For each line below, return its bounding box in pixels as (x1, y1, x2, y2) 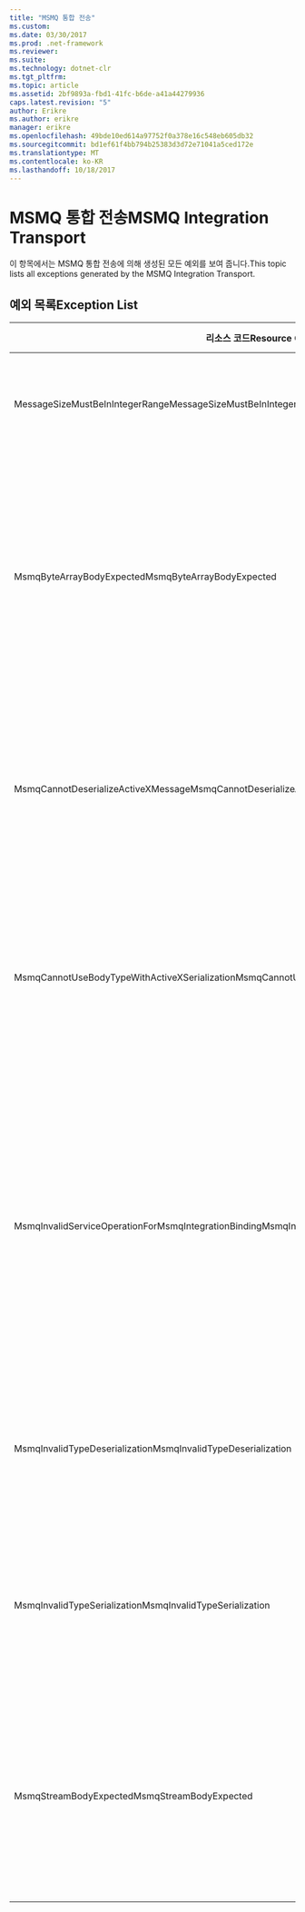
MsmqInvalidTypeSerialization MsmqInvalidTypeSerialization (14, 1600, 271, 1612)
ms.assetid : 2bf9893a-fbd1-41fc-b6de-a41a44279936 (9, 89, 205, 98)
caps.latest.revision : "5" (9, 97, 112, 107)
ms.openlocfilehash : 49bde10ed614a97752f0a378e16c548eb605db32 (9, 132, 254, 141)
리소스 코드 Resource (205, 332, 292, 345)
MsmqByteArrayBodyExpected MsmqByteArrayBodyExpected (14, 570, 277, 583)
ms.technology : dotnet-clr (9, 64, 112, 74)
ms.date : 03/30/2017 (9, 30, 88, 39)
